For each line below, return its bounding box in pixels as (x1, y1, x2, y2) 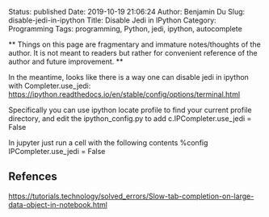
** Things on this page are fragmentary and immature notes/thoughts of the (8, 40, 261, 49)
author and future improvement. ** (8, 56, 124, 66)
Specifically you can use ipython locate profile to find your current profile (8, 105, 252, 115)
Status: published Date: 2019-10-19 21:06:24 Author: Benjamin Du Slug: (8, 7, 246, 16)
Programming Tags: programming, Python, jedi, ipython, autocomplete (8, 24, 242, 33)
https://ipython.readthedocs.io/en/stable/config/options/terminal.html (8, 90, 241, 99)
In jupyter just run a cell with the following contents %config (8, 138, 208, 148)
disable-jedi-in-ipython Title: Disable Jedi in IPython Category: (8, 15, 216, 25)
